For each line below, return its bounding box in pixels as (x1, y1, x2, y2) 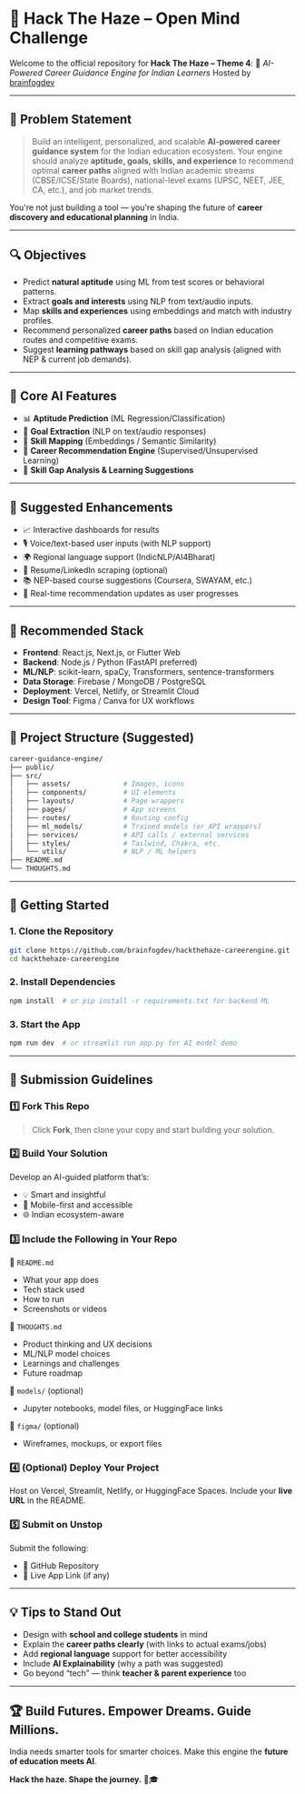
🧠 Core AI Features (9, 388, 117, 404)
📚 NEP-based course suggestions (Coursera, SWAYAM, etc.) (22, 575, 252, 586)
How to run (22, 1294, 65, 1305)
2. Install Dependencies (9, 976, 116, 988)
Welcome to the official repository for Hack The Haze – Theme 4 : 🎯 (9, 57, 261, 68)
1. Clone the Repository (9, 925, 113, 937)
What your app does (22, 1275, 100, 1286)
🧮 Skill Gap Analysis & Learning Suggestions (22, 465, 194, 476)
